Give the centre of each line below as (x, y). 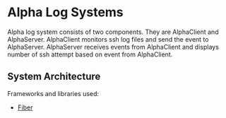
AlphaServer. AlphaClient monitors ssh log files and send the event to (108, 39)
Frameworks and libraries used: (53, 93)
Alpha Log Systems (65, 12)
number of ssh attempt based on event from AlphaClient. (90, 54)
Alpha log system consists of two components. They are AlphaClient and (113, 32)
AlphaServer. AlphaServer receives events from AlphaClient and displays (113, 47)
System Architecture (54, 77)
